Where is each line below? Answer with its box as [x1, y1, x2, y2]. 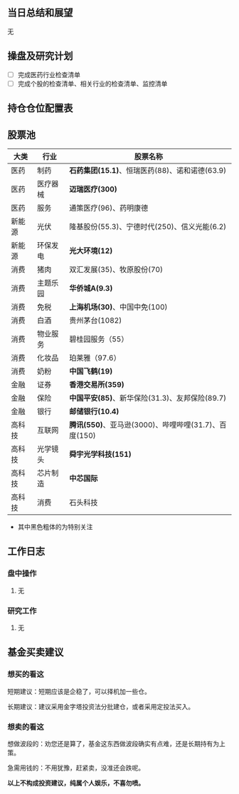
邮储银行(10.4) [68, 406, 119, 416]
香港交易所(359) [68, 379, 124, 389]
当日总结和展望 [7, 6, 73, 19]
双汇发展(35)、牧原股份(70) [68, 264, 164, 274]
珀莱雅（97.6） [68, 353, 121, 363]
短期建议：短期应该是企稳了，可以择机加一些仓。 [7, 687, 151, 695]
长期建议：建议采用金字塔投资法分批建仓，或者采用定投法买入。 [7, 702, 194, 710]
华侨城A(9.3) [68, 283, 113, 293]
